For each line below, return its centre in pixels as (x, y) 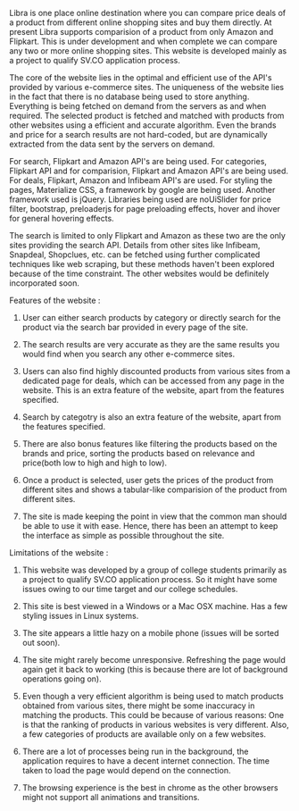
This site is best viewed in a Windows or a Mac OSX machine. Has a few (155, 606)
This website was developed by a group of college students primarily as (154, 570)
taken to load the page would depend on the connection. (126, 770)
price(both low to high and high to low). (95, 463)
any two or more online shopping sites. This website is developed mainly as (148, 51)
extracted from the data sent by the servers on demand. (112, 144)
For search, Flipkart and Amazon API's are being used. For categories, (138, 161)
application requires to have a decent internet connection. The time (146, 761)
